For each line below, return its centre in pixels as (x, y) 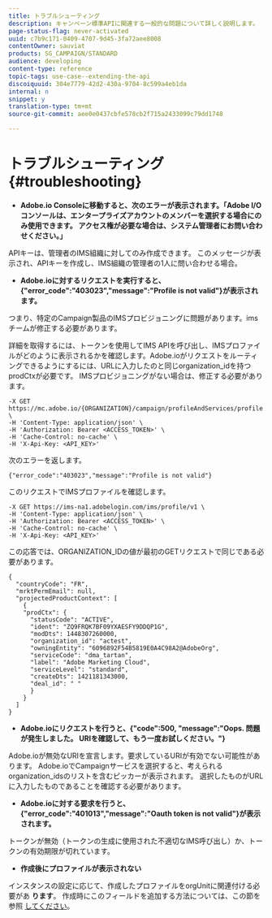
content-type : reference (50, 69)
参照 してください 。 (41, 906)
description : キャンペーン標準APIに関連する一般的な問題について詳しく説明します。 (134, 24)
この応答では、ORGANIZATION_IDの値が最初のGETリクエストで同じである (133, 551)
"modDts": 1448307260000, (73, 634)
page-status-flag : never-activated (69, 31)
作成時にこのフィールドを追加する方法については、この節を (162, 895)
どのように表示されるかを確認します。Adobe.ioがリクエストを (126, 355)
